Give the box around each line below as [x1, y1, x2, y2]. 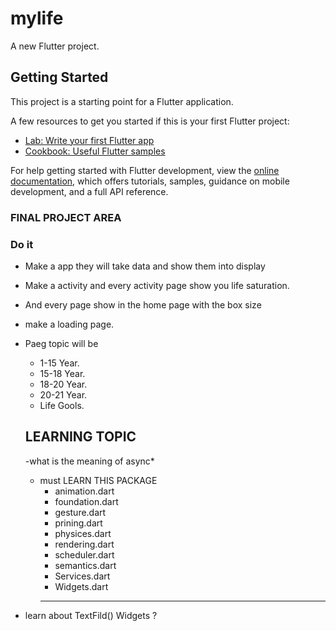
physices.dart [54, 527, 112, 539]
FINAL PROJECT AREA [10, 210, 122, 224]
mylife [10, 7, 64, 30]
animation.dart [54, 485, 115, 497]
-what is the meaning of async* [24, 455, 155, 467]
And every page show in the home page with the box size [24, 298, 262, 311]
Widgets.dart [54, 580, 109, 592]
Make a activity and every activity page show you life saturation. [24, 279, 290, 291]
